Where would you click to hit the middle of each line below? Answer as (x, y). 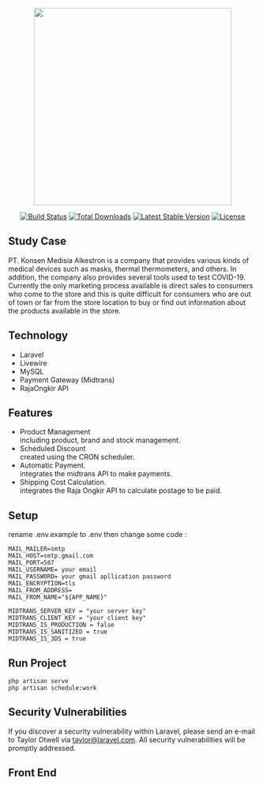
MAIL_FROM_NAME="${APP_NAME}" (58, 597)
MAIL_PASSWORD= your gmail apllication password (90, 577)
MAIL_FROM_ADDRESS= (40, 591)
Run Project (38, 663)
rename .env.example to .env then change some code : (98, 535)
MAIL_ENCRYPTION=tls (42, 584)
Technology (38, 336)
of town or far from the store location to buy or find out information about (127, 302)
